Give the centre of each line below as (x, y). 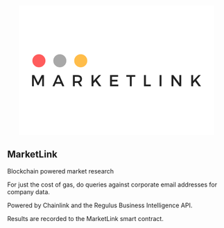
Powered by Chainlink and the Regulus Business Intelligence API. (100, 205)
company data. (29, 191)
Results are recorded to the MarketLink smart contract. (86, 218)
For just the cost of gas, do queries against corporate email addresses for (112, 184)
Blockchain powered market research (61, 171)
